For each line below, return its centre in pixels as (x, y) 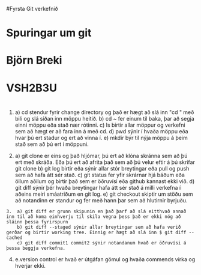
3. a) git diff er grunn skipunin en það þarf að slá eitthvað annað (96, 211)
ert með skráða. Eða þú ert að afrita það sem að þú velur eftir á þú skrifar (105, 162)
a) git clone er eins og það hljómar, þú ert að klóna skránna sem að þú (101, 156)
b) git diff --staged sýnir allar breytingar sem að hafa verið (99, 227)
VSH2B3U (31, 88)
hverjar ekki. (30, 265)
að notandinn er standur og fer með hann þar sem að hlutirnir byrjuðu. (101, 200)
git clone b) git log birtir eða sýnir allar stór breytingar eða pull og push (102, 168)
